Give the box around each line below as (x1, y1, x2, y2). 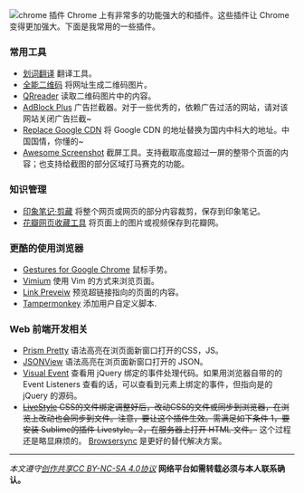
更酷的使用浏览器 (9, 242, 84, 254)
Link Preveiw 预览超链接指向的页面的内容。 (22, 286, 184, 298)
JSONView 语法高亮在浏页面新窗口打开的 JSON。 (22, 356, 208, 367)
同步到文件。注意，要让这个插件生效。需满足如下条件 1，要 (70, 412, 290, 424)
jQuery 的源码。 (22, 390, 82, 402)
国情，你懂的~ (30, 136, 84, 147)
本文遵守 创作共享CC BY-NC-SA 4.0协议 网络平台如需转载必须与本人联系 (9, 463, 278, 474)
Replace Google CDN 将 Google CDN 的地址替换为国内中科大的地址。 (22, 125, 282, 136)
